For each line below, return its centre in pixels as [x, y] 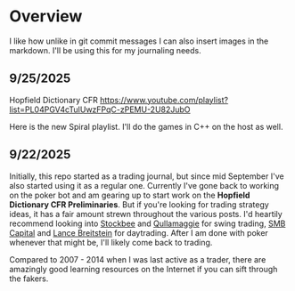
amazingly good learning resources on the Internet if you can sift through [143, 269]
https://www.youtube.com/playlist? [164, 100]
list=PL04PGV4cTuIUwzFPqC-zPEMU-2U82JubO [100, 109]
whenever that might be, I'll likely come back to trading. [111, 242]
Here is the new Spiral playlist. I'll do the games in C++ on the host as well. [146, 126]
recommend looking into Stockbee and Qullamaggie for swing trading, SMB [147, 223]
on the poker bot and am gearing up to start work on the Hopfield [130, 195]
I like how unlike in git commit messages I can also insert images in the [139, 41]
